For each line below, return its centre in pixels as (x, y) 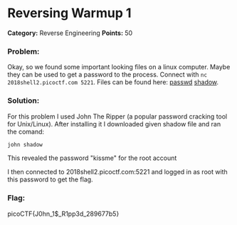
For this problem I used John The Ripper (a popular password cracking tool (117, 116)
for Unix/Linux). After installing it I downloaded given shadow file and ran (114, 124)
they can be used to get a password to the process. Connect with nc (107, 75)
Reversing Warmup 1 (69, 13)
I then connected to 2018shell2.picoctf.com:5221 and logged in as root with (117, 172)
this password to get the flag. (51, 179)
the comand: (26, 131)
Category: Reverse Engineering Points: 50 (70, 33)
